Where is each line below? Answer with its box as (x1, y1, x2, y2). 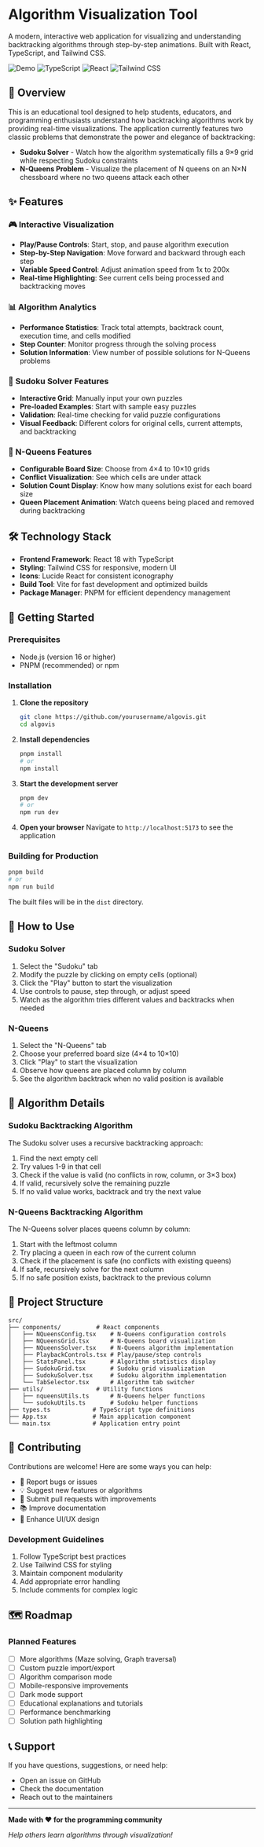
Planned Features (8, 1636, 77, 1647)
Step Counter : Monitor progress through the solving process (19, 339, 217, 349)
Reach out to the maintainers (19, 1792, 113, 1801)
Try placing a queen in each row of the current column (19, 1248, 196, 1258)
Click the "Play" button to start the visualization (19, 978, 173, 988)
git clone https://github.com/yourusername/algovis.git (19, 713, 207, 721)
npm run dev (19, 808, 59, 816)
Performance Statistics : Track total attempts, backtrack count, (19, 322, 224, 332)
